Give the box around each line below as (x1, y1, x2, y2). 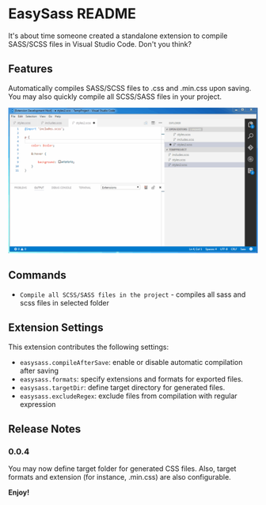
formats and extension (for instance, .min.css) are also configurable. (8, 473, 231, 482)
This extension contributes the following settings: (8, 342, 169, 351)
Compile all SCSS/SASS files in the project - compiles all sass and (19, 290, 246, 299)
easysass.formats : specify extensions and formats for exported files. (19, 374, 244, 384)
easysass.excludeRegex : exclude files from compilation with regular (19, 391, 237, 401)
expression (19, 399, 56, 408)
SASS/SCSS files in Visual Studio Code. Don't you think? (8, 39, 192, 48)
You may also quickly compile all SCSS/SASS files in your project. (8, 92, 222, 101)
